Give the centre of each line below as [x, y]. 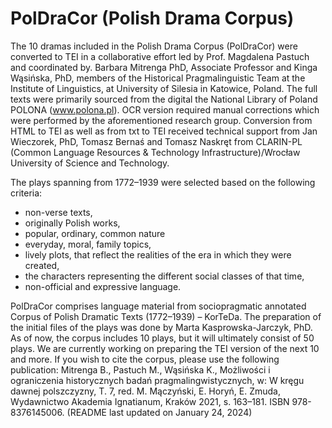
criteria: [26, 193]
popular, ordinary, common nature [95, 233]
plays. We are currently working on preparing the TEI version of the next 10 [165, 348]
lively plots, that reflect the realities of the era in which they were [158, 254]
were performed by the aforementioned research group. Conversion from [161, 120]
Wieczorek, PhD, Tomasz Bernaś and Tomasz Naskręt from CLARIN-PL [156, 141]
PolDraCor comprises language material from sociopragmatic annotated [158, 306]
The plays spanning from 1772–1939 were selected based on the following [163, 182]
